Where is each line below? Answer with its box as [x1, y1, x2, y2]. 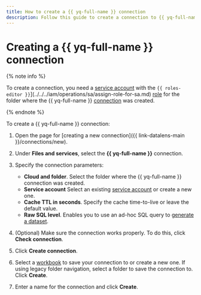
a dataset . [23, 218, 49, 225]
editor [6, 92, 23, 98]
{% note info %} [6, 73, 46, 80]
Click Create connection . [14, 247, 78, 255]
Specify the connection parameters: [14, 161, 103, 168]
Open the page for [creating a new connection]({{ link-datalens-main [14, 132, 185, 139]
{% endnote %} [6, 109, 45, 116]
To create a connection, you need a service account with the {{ [6, 85, 163, 92]
